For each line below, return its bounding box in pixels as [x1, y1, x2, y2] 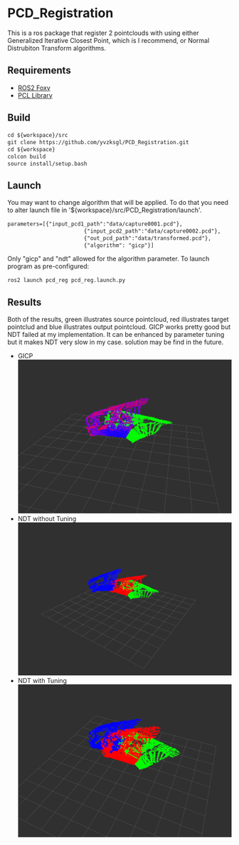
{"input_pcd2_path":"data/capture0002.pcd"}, [83, 228, 221, 235]
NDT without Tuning [17, 514, 77, 522]
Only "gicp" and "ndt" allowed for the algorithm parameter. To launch [7, 255, 210, 263]
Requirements [7, 64, 71, 76]
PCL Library [17, 91, 53, 99]
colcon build [7, 153, 46, 160]
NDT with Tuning [17, 676, 68, 684]
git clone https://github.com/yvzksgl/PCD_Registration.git [7, 138, 190, 146]
